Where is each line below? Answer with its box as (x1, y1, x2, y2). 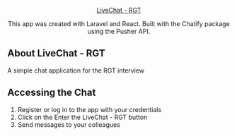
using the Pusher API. (87, 27, 151, 35)
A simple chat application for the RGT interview (7, 66, 145, 75)
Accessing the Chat (7, 87, 96, 99)
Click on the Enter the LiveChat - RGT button (17, 113, 148, 121)
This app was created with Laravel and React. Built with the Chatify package (8, 20, 230, 27)
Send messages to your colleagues (17, 120, 120, 129)
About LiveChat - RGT (7, 47, 106, 59)
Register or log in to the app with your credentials (17, 105, 162, 113)
